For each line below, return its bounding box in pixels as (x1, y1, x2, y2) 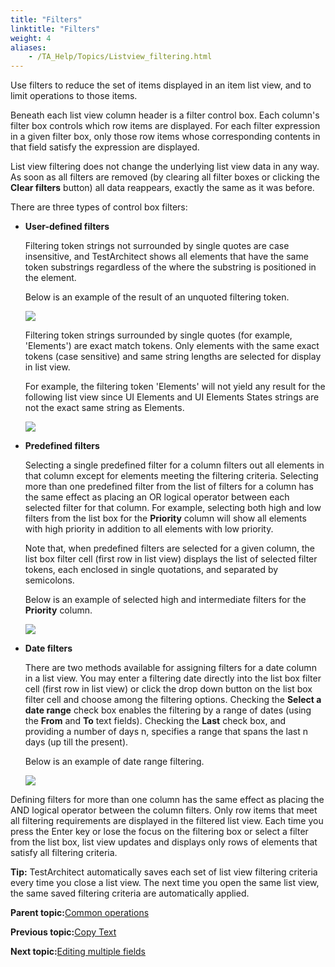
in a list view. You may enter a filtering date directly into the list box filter (24, 672, 322, 685)
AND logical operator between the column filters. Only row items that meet (10, 804, 318, 816)
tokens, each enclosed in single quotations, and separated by (24, 564, 279, 576)
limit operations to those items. (10, 90, 138, 102)
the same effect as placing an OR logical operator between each (24, 491, 290, 503)
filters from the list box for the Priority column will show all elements (24, 512, 307, 525)
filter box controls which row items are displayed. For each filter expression (10, 120, 321, 132)
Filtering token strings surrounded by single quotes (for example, (24, 329, 293, 341)
